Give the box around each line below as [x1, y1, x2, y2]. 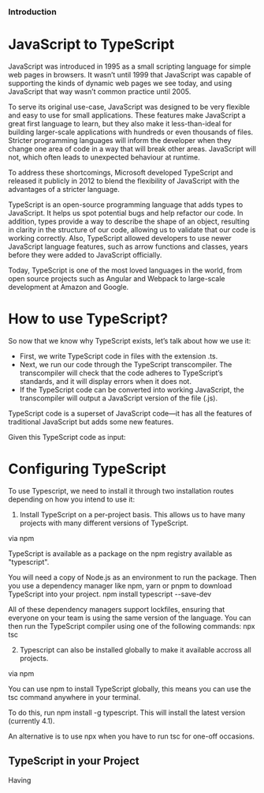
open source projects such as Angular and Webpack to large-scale [8, 273, 226, 283]
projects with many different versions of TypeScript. [19, 518, 189, 528]
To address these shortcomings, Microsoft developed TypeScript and [8, 167, 234, 177]
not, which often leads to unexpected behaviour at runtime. [8, 152, 201, 162]
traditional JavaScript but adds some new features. [8, 417, 174, 427]
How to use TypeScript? [8, 310, 168, 328]
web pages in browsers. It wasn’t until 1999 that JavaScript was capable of [8, 70, 251, 79]
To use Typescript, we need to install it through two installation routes [8, 486, 234, 495]
